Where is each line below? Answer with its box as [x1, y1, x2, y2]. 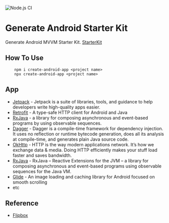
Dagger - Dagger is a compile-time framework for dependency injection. [12, 125, 163, 131]
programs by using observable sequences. [12, 120, 102, 126]
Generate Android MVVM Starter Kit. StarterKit [5, 39, 102, 45]
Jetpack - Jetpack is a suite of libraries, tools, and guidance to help [12, 98, 153, 104]
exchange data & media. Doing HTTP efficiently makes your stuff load [12, 147, 158, 153]
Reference [5, 199, 39, 207]
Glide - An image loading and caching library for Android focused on [12, 174, 155, 180]
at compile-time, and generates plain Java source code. [12, 136, 129, 142]
